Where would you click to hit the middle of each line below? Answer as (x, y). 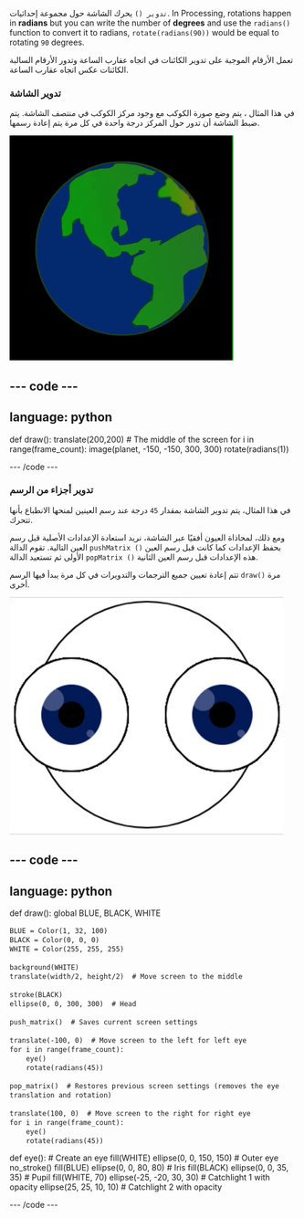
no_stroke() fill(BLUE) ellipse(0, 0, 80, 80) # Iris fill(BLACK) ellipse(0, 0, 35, (149, 1167)
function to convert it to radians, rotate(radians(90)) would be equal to (145, 32)
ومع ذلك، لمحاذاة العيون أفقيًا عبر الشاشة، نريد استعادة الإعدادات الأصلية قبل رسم (147, 537)
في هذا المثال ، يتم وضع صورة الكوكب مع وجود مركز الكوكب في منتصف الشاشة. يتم (152, 113)
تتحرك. (21, 520)
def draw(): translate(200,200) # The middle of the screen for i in (131, 439)
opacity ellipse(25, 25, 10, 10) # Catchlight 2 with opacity (116, 1187)
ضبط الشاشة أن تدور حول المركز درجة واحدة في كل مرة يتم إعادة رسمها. (135, 123)
